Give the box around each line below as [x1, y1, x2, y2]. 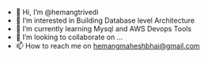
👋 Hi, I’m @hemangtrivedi [15, 8, 99, 16]
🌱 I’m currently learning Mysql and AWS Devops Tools [15, 24, 192, 33]
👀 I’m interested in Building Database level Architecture [15, 16, 195, 25]
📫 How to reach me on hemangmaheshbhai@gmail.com [15, 42, 200, 50]
